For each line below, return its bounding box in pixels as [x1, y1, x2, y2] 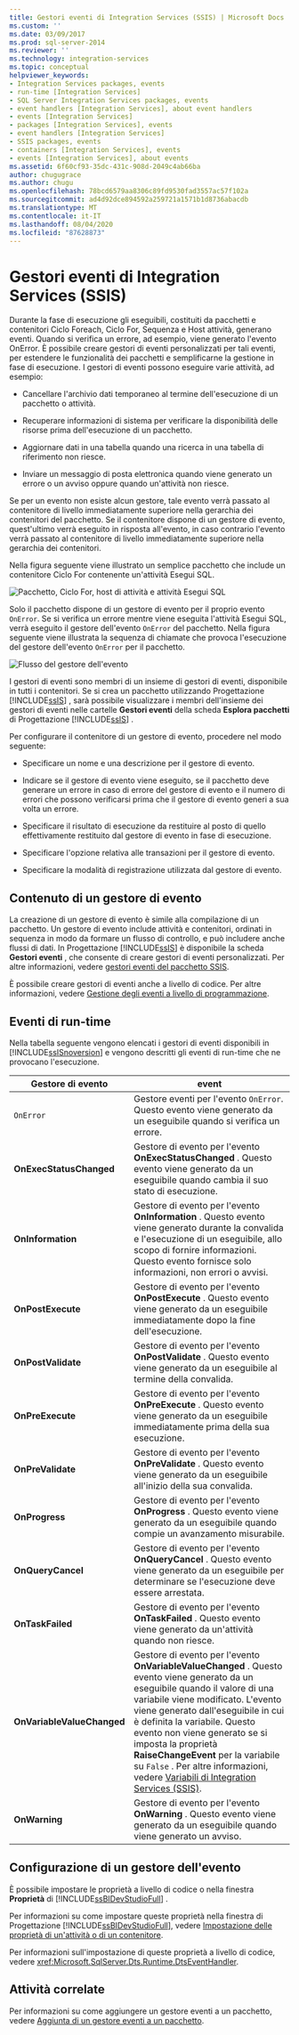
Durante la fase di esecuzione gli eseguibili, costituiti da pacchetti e [9, 315, 256, 326]
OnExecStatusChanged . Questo [133, 1151, 273, 1164]
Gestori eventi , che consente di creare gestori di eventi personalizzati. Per [9, 952, 285, 963]
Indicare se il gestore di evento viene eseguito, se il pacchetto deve [21, 775, 270, 786]
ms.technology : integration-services [9, 54, 149, 63]
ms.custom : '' [9, 21, 62, 30]
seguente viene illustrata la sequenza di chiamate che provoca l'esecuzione [9, 633, 287, 643]
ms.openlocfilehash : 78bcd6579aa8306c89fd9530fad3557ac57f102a [9, 187, 249, 196]
